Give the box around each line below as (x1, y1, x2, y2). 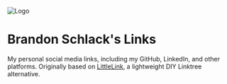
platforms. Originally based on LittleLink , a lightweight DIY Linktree (7, 62, 202, 71)
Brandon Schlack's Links (7, 32, 157, 47)
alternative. (7, 69, 40, 78)
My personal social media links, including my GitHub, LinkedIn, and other (7, 54, 221, 63)
